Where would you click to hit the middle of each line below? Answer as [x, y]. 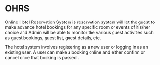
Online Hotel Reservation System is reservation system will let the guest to [80, 22]
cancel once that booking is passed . [42, 57]
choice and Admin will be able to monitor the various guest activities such [80, 32]
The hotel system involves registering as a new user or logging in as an [77, 47]
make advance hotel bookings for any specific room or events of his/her [78, 27]
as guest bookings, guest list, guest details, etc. [53, 38]
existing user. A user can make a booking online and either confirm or [75, 52]
